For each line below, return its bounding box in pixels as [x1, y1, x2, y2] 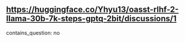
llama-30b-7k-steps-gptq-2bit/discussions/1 [6, 14, 177, 24]
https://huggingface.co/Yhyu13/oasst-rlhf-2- [6, 5, 179, 15]
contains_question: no [6, 29, 60, 36]
